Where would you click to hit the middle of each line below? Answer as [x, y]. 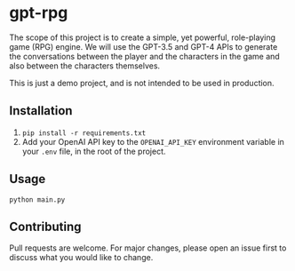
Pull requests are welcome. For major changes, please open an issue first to [148, 248]
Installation [41, 111]
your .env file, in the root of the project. [94, 151]
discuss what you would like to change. [81, 258]
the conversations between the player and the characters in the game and [144, 56]
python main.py [37, 199]
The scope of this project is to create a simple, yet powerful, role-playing [143, 37]
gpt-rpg [39, 13]
